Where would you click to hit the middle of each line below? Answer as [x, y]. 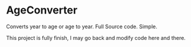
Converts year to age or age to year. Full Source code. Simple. [82, 26]
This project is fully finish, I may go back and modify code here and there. [96, 38]
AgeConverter [42, 10]
